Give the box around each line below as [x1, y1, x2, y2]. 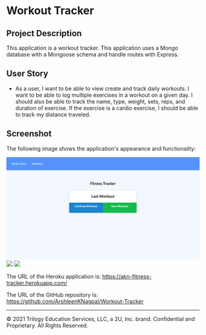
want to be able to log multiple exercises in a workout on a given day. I [15, 91, 193, 99]
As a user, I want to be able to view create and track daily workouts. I [15, 85, 189, 92]
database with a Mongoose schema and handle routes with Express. [6, 51, 179, 58]
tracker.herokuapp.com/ [6, 279, 67, 287]
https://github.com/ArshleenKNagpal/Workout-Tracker [6, 298, 144, 305]
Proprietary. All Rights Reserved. [6, 322, 88, 329]
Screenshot [6, 129, 52, 139]
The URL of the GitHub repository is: [6, 291, 98, 298]
